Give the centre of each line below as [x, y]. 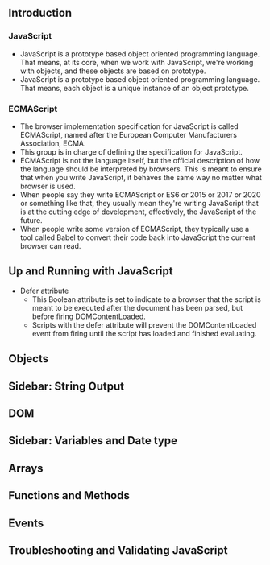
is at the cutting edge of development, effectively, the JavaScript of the [138, 212]
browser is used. [48, 186]
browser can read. [50, 245]
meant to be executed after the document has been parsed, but [137, 307]
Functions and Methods [69, 495]
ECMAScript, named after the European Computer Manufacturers [129, 134]
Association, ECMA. [53, 143]
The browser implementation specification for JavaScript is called [129, 126]
